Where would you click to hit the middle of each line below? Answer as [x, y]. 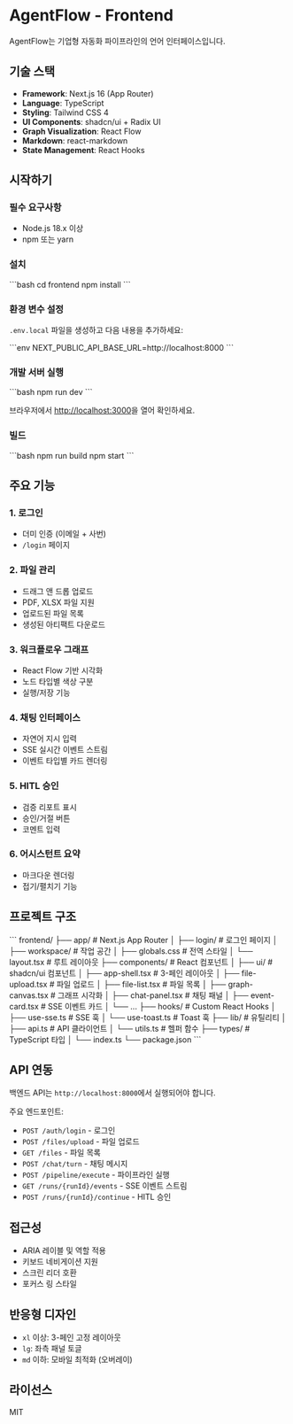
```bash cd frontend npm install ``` [70, 284]
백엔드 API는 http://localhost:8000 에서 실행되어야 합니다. [112, 1093]
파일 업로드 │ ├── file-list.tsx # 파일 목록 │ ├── [141, 984]
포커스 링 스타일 [49, 1284]
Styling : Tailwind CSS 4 [65, 112]
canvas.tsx [29, 995]
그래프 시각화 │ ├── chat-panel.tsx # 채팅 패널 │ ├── [153, 995]
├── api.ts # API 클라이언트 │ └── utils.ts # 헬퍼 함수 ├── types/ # [130, 1028]
